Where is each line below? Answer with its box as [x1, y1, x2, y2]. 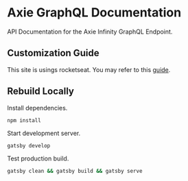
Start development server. [7, 129, 81, 137]
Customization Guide [7, 47, 99, 59]
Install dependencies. [7, 104, 68, 112]
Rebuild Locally [7, 86, 74, 97]
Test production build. [7, 154, 69, 162]
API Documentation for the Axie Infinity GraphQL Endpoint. [7, 27, 173, 36]
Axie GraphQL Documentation [7, 5, 182, 21]
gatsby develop [7, 142, 51, 149]
